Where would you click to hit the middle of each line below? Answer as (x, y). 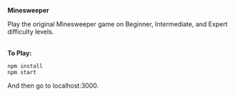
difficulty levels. (31, 32)
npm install (25, 66)
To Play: (20, 53)
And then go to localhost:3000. (53, 86)
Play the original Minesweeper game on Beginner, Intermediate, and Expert (117, 24)
